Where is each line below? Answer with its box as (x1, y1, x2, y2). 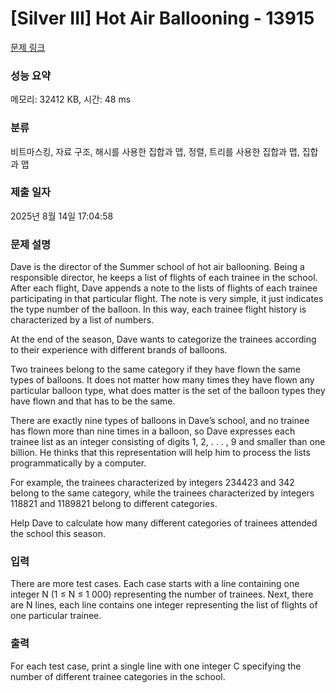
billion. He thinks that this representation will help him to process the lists (10, 447, 311, 459)
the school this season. (10, 528, 106, 540)
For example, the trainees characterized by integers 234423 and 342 (10, 477, 295, 489)
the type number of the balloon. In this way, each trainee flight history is (10, 303, 307, 316)
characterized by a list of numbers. (10, 314, 155, 326)
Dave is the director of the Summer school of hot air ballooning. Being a (10, 261, 305, 273)
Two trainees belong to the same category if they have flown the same (10, 363, 301, 376)
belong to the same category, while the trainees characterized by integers (10, 487, 315, 499)
